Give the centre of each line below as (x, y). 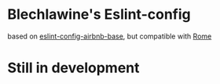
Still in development (73, 68)
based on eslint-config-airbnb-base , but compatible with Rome (110, 36)
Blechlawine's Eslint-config (99, 15)
